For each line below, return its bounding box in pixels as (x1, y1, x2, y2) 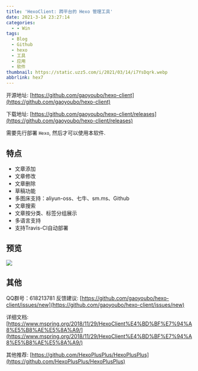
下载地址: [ (6, 111, 33, 118)
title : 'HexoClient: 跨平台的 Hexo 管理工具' (6, 8, 113, 15)
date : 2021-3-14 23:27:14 (6, 14, 70, 20)
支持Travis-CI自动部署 (14, 224, 69, 231)
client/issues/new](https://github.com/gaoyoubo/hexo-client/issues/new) (6, 301, 185, 308)
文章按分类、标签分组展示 (14, 209, 77, 217)
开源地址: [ (6, 92, 33, 99)
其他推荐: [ (6, 351, 33, 358)
